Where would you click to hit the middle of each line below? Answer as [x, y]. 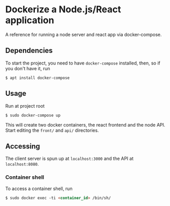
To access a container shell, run [39, 189]
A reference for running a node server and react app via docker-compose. [84, 34]
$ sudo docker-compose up [33, 115]
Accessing [23, 146]
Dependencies [29, 50]
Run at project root [25, 106]
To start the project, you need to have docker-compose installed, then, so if [83, 63]
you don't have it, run [28, 68]
